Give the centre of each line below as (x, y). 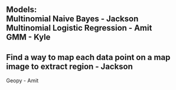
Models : (22, 10)
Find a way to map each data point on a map (88, 57)
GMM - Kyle (28, 37)
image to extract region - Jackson (69, 66)
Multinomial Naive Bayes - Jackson (72, 19)
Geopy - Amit (22, 81)
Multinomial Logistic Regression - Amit (79, 28)
